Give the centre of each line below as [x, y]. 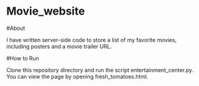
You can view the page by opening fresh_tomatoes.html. [77, 76]
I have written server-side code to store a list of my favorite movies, [92, 40]
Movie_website [46, 11]
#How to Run [23, 58]
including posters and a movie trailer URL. [59, 46]
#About [16, 28]
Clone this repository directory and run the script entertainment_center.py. [100, 70]
